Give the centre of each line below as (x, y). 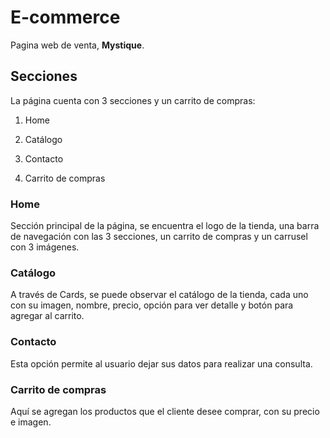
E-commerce (65, 17)
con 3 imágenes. (45, 247)
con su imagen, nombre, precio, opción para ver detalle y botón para (152, 305)
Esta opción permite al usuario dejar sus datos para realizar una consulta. (161, 363)
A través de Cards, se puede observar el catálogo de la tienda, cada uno (159, 295)
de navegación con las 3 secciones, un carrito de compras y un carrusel (159, 237)
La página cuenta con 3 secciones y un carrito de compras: (133, 100)
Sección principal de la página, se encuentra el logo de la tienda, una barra (165, 226)
